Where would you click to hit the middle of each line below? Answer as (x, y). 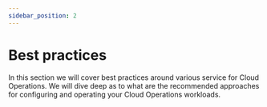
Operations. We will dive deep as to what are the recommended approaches (134, 85)
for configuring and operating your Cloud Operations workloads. (115, 94)
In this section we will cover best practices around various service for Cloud (133, 77)
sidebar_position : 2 (43, 16)
